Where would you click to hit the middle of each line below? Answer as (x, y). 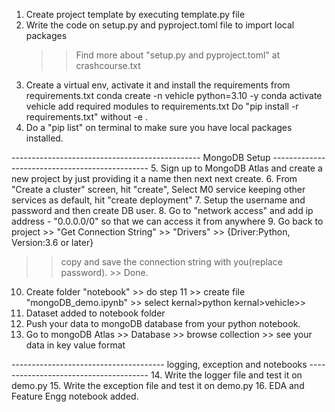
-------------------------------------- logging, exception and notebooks (159, 364)
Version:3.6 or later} (52, 242)
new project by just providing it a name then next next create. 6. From (154, 178)
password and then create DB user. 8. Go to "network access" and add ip (162, 210)
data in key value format (75, 345)
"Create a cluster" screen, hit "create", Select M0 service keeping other (158, 189)
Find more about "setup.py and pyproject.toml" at (178, 55)
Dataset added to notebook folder (95, 313)
